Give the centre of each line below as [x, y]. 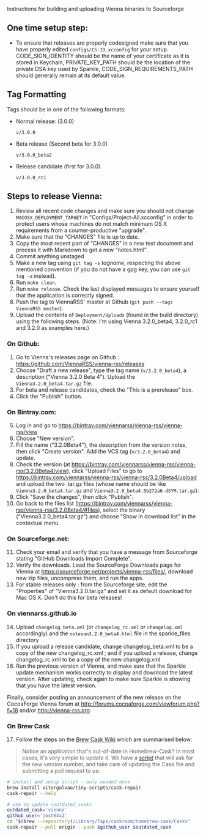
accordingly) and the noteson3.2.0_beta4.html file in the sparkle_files [103, 633]
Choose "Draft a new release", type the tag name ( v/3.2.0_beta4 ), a [101, 370]
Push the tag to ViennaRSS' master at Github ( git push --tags [94, 302]
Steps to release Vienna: [55, 196]
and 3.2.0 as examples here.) [52, 328]
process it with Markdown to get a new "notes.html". [82, 250]
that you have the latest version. [56, 685]
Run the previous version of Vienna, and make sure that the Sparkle [101, 666]
